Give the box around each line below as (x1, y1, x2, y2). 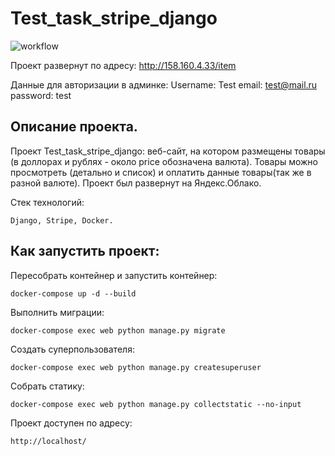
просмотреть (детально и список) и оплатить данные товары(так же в (10, 166, 312, 178)
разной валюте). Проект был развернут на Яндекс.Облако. (10, 177, 262, 189)
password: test (10, 89, 72, 101)
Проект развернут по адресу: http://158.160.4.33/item (10, 59, 237, 71)
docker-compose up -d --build (10, 288, 137, 299)
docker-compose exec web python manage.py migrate (10, 325, 226, 336)
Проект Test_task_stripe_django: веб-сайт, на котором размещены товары (10, 145, 326, 157)
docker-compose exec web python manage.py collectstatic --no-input (10, 399, 302, 409)
